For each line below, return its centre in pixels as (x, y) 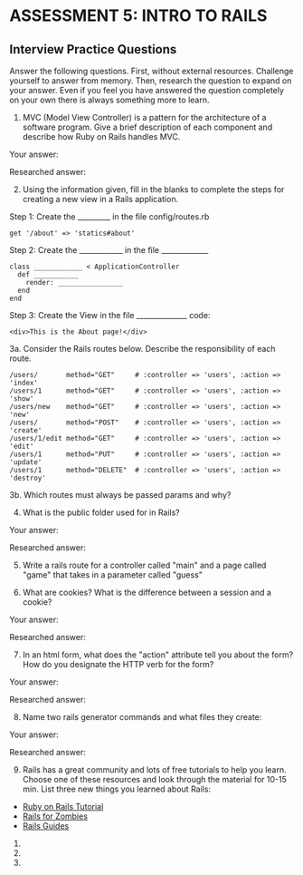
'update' (26, 462)
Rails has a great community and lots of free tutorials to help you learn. (154, 770)
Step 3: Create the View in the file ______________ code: (110, 315)
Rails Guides (46, 826)
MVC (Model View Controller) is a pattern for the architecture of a (144, 117)
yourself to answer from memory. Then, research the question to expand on (151, 81)
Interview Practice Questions (93, 49)
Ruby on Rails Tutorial (63, 807)
